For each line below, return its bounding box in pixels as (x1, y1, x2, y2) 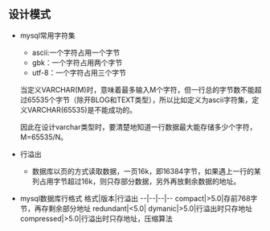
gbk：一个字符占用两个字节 (31, 57, 123, 67)
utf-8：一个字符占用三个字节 (31, 68, 126, 77)
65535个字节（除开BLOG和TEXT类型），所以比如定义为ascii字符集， (27, 95, 252, 105)
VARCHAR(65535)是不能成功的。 (27, 105, 137, 114)
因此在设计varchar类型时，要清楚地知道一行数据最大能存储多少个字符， (19, 122, 257, 131)
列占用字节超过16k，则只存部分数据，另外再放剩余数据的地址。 (31, 176, 241, 186)
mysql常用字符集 (19, 31, 76, 40)
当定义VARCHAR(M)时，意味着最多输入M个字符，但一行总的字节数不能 (19, 85, 255, 94)
